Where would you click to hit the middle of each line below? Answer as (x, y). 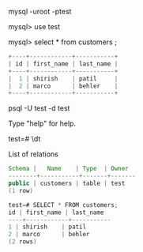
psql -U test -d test (39, 108)
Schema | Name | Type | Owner (68, 169)
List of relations (34, 154)
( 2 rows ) (23, 242)
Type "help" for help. (42, 124)
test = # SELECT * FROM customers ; (63, 205)
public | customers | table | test (67, 183)
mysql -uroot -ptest (40, 11)
